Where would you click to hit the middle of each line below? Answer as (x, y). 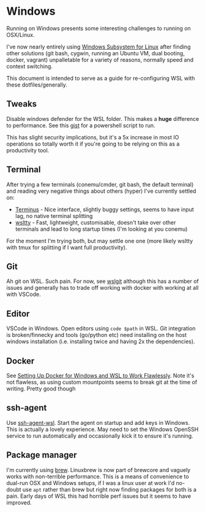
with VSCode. (24, 294)
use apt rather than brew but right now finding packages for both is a (110, 489)
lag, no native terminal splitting (54, 215)
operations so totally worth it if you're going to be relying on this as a (93, 144)
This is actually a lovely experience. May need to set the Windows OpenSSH (102, 429)
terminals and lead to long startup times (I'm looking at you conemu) (101, 229)
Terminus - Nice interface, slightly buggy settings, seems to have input (104, 209)
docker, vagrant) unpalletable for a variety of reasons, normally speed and (100, 60)
